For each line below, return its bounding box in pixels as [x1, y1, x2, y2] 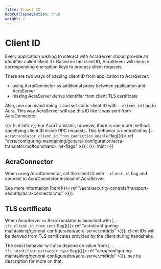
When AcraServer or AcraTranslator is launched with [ [5, 217, 114, 223]
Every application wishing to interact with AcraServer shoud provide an [5, 53, 148, 59]
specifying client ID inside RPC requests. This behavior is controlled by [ [5, 128, 151, 134]
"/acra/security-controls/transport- [78, 185, 149, 191]
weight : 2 [5, 16, 25, 21]
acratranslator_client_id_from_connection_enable [5, 134, 109, 139]
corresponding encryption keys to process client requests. [5, 64, 123, 70]
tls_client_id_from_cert [5, 224, 56, 228]
